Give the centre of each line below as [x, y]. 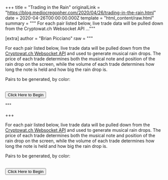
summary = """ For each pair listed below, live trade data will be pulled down [84, 23]
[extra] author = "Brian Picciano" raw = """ [49, 38]
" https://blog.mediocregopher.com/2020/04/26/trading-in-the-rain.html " [81, 13]
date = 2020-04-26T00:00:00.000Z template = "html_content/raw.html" [80, 18]
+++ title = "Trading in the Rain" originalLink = [53, 7]
